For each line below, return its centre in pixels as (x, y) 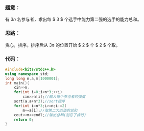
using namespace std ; (27, 74)
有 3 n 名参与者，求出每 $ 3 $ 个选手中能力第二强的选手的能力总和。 (73, 19)
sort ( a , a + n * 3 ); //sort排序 (39, 102)
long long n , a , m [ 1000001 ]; (33, 79)
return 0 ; (24, 119)
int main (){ (17, 83)
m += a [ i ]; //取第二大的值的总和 (50, 110)
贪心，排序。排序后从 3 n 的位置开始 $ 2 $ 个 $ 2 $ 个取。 (63, 45)
